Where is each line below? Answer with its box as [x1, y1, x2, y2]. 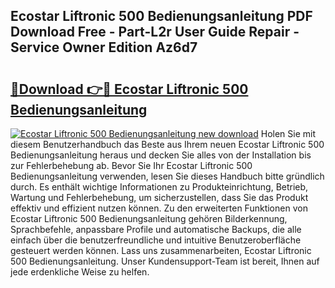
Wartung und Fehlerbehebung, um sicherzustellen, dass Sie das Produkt [10, 192, 309, 203]
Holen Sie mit [260, 128, 317, 139]
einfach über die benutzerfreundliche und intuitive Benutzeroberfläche [10, 234, 302, 246]
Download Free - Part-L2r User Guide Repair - [10, 24, 300, 41]
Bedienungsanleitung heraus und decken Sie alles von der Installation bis [10, 149, 312, 161]
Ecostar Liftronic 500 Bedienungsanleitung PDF [10, 8, 313, 25]
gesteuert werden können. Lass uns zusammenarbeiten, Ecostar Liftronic [10, 245, 312, 256]
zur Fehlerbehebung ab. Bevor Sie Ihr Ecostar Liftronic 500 [10, 160, 253, 171]
